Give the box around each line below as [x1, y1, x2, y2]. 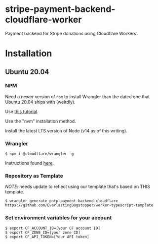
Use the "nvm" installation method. [5, 118, 77, 124]
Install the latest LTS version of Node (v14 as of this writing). [5, 127, 127, 133]
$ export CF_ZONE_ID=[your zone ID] [5, 230, 80, 235]
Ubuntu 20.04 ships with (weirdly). [5, 99, 76, 105]
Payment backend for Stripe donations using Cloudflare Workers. [5, 30, 138, 36]
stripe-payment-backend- [5, 3, 116, 15]
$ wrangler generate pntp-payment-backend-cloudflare [5, 198, 118, 204]
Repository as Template [5, 173, 63, 180]
